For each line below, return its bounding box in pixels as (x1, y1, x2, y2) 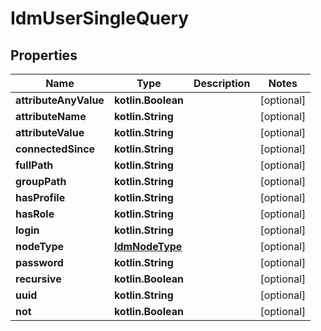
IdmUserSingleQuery (10, 7, 190, 30)
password (15, 256, 64, 269)
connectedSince (15, 142, 96, 156)
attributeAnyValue (15, 93, 105, 107)
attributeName (15, 110, 87, 123)
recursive (15, 272, 62, 286)
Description (193, 77, 251, 90)
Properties (10, 47, 78, 64)
